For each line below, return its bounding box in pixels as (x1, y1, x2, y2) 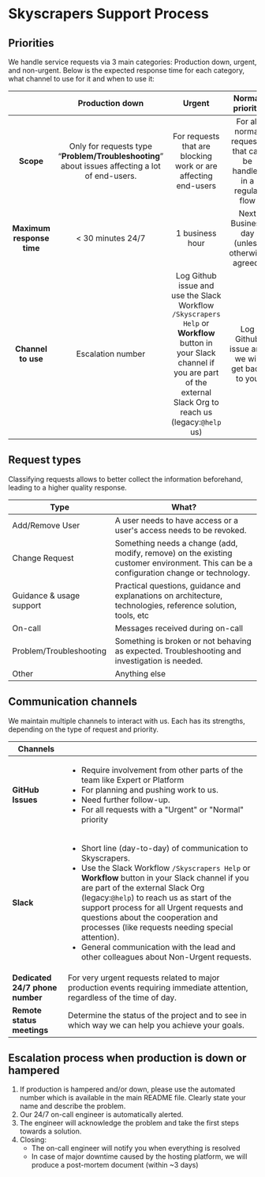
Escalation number (76, 349, 146, 359)
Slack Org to (173, 397, 219, 407)
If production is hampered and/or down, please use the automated (19, 1084, 236, 1094)
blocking (180, 151, 213, 161)
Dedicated (12, 972, 52, 983)
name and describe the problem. (19, 1101, 126, 1111)
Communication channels (8, 695, 138, 709)
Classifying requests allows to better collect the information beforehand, (8, 474, 243, 483)
